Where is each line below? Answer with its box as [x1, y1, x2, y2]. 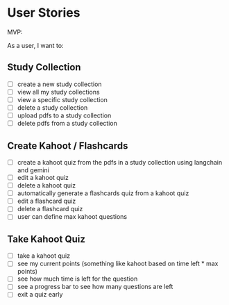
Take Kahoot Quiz [7, 233, 85, 245]
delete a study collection [17, 103, 88, 112]
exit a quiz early [17, 290, 63, 299]
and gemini [17, 166, 50, 174]
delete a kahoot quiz [17, 181, 76, 190]
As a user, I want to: [7, 41, 64, 49]
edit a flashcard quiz [17, 197, 76, 206]
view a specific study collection [17, 95, 108, 104]
